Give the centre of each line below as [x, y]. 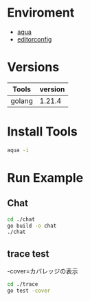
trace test [28, 254]
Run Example [45, 177]
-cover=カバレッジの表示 [43, 271]
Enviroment [41, 13]
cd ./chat [21, 219]
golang [22, 100]
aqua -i [18, 150]
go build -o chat [32, 226]
